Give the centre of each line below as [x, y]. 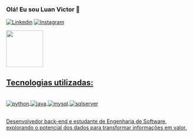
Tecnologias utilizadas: [50, 83]
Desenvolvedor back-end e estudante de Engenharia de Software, [86, 121]
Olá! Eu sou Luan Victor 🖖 [43, 9]
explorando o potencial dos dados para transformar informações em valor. [97, 127]
